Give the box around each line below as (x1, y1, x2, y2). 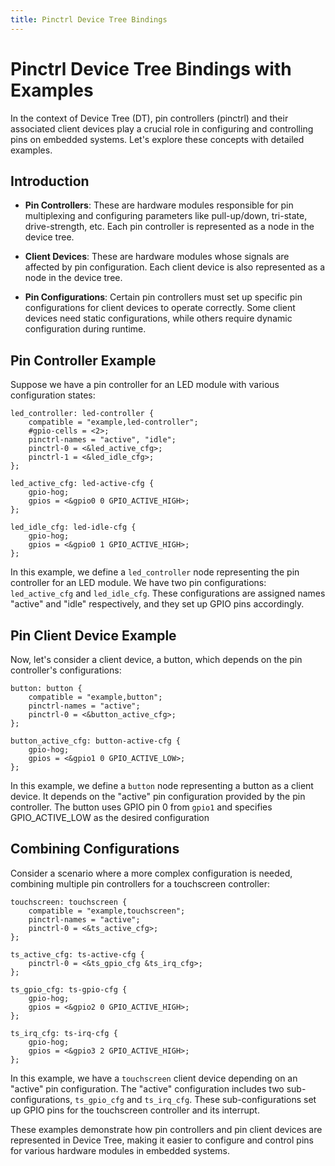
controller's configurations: (10, 664, 122, 676)
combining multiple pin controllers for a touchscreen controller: (10, 877, 271, 890)
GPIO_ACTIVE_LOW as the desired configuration (10, 812, 210, 823)
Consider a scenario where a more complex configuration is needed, (10, 867, 293, 879)
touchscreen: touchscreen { (10, 897, 128, 907)
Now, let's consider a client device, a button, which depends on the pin (10, 654, 303, 665)
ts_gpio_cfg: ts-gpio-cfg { (10, 984, 128, 995)
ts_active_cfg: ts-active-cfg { (10, 949, 145, 960)
